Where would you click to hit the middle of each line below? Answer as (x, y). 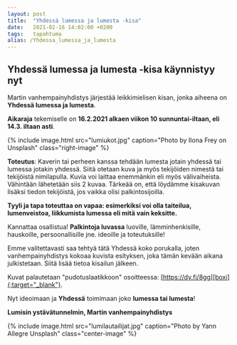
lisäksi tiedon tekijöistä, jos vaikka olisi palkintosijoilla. (86, 191)
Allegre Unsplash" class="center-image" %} (72, 333)
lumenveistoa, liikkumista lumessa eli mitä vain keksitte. (93, 213)
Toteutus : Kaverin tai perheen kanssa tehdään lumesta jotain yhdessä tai (115, 161)
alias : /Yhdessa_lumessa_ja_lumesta (62, 41)
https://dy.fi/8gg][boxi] (196, 277)
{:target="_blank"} (34, 285)
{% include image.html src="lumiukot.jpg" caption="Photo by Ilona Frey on (117, 140)
